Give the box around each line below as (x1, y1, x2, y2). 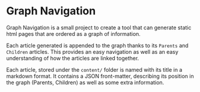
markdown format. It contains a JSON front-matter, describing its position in (6, 72, 194, 79)
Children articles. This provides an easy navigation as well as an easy (6, 48, 179, 55)
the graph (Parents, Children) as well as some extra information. (6, 79, 165, 86)
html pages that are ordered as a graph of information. (6, 30, 141, 37)
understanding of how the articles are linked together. (6, 54, 139, 62)
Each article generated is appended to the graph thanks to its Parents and (6, 42, 189, 49)
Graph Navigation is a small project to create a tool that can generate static (6, 24, 192, 31)
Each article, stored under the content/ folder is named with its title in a (6, 66, 183, 73)
